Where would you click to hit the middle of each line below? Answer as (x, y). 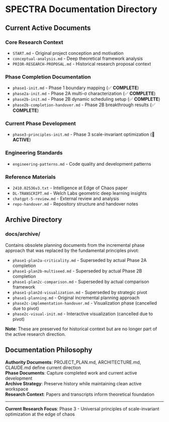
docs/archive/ (23, 234)
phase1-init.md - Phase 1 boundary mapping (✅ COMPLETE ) (76, 88)
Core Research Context (34, 42)
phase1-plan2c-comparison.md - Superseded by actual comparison (81, 282)
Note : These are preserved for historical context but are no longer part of (81, 329)
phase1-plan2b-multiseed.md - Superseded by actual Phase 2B (77, 271)
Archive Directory (34, 220)
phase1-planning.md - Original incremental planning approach (76, 298)
